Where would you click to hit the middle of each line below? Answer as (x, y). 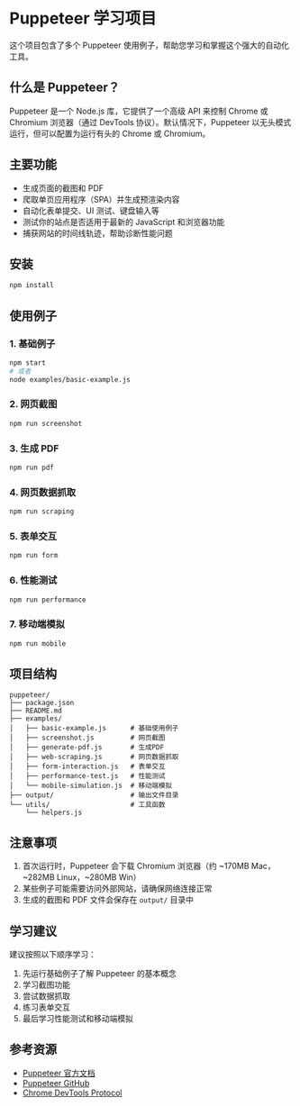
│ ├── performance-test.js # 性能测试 (87, 776)
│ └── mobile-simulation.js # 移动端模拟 (91, 786)
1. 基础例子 (32, 343)
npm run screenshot (46, 423)
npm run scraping (42, 512)
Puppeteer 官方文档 (59, 1073)
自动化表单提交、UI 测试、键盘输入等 (91, 210)
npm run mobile (38, 644)
